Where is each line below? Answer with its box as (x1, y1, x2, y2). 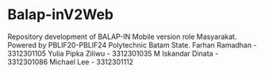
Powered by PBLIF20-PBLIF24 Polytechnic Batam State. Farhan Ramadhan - (7, 40, 257, 49)
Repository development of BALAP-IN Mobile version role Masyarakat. (7, 32, 237, 41)
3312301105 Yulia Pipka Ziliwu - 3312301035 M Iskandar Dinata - (7, 48, 219, 58)
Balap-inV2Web (7, 6, 114, 24)
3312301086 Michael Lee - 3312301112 (7, 57, 134, 67)
